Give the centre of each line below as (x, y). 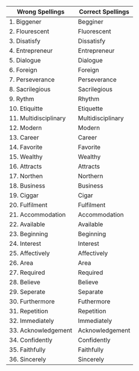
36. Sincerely (28, 359)
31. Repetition (29, 311)
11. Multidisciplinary (38, 118)
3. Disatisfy (25, 41)
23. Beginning (29, 234)
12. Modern (26, 128)
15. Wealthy (26, 157)
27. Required (27, 272)
